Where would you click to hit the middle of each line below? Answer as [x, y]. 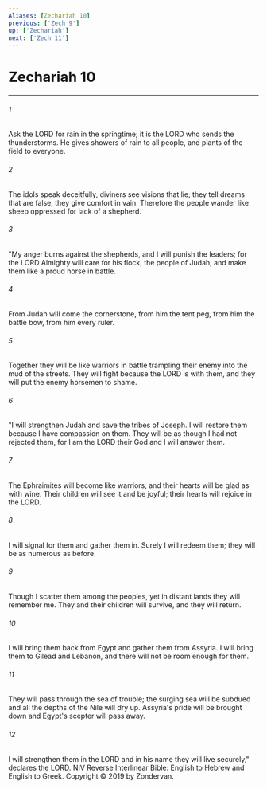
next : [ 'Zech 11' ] [39, 38]
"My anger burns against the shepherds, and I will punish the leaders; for [128, 254]
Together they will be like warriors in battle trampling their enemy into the [128, 365]
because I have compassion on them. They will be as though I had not [123, 434]
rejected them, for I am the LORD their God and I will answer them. [116, 442]
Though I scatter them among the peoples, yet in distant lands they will [124, 597]
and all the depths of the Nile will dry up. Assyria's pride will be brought [125, 708]
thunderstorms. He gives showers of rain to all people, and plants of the [126, 143]
